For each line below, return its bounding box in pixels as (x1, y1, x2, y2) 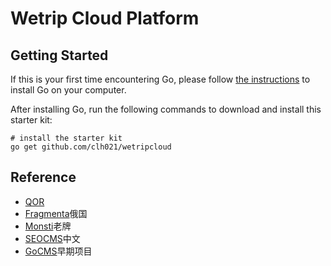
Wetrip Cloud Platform (10, 7, 200, 30)
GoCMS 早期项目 (24, 245, 93, 257)
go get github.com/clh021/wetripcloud (10, 142, 172, 152)
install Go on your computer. (10, 84, 127, 96)
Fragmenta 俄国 (24, 207, 88, 219)
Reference (10, 169, 77, 186)
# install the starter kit (10, 133, 123, 143)
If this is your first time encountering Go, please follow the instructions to (10, 73, 311, 85)
